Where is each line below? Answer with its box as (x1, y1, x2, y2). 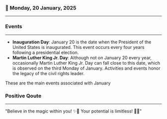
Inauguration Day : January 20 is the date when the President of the (12, 39, 152, 45)
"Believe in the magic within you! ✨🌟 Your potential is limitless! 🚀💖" (5, 108, 142, 114)
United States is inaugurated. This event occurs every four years (12, 44, 145, 50)
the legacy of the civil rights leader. (12, 70, 84, 76)
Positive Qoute (5, 92, 42, 99)
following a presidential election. (12, 49, 79, 55)
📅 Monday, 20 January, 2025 (5, 4, 77, 11)
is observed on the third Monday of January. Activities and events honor (12, 65, 161, 71)
